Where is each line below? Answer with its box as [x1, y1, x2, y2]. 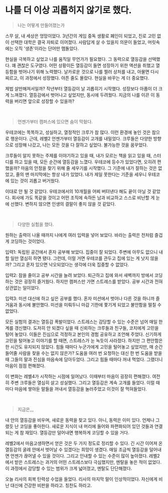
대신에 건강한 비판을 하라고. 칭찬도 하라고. [10, 482, 92, 488]
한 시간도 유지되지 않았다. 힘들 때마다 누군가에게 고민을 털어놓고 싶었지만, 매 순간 [5, 344, 163, 350]
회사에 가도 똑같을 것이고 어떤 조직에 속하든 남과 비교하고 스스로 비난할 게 [12, 194, 155, 201]
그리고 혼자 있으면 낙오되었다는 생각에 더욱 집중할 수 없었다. [12, 261, 129, 267]
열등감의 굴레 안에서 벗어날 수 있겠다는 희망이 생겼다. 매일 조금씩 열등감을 [5, 446, 148, 452]
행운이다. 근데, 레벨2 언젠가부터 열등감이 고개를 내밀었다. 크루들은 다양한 [10, 135, 152, 141]
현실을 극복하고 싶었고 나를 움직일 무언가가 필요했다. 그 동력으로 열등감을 [5, 56, 147, 62]
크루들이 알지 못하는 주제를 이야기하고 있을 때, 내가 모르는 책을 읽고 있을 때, [5, 152, 152, 158]
